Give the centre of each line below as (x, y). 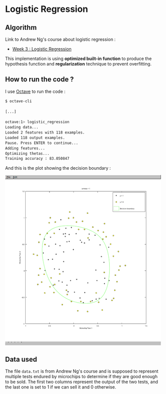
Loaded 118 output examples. (35, 137)
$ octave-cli (19, 101)
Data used (21, 359)
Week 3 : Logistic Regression (42, 49)
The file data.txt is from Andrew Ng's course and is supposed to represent (82, 371)
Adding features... (25, 148)
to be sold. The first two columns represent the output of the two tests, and (82, 382)
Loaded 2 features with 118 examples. (45, 132)
